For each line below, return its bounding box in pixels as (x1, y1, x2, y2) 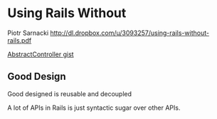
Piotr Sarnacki (7, 29, 49, 37)
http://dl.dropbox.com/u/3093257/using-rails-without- (50, 29, 210, 37)
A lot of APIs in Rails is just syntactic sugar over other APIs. (7, 103, 181, 112)
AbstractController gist (7, 50, 74, 58)
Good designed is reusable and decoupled (7, 89, 132, 98)
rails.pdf (7, 36, 32, 44)
